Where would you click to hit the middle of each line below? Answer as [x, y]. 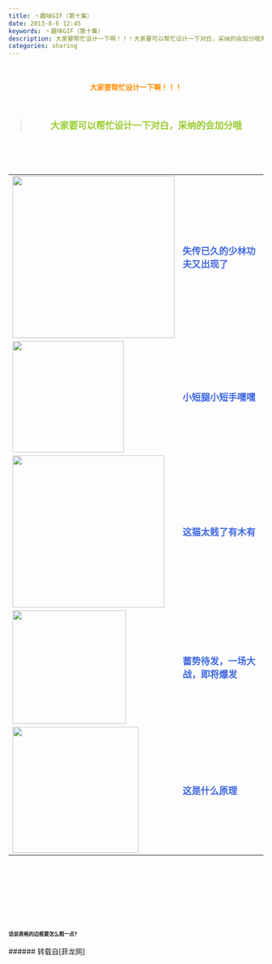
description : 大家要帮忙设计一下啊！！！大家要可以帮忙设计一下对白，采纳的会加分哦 [134, 38]
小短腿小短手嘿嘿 [219, 398]
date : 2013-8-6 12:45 [45, 23]
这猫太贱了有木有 [219, 533]
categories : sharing [43, 46]
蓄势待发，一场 [215, 661]
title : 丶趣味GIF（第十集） [51, 16]
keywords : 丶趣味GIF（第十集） [56, 31]
